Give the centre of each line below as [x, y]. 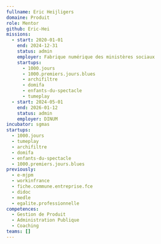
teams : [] [19, 231]
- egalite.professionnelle [46, 203]
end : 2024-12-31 [38, 46]
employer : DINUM [38, 119]
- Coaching [25, 226]
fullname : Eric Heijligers [40, 12]
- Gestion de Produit [39, 215]
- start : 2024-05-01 [37, 102]
